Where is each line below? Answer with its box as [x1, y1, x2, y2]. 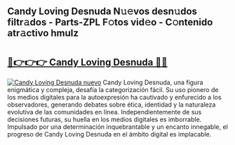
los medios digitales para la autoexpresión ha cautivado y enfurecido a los [7, 93, 222, 101]
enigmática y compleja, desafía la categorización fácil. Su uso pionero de [7, 86, 219, 93]
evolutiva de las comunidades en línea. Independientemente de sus [7, 108, 202, 116]
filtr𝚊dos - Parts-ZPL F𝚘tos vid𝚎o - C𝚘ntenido [7, 17, 213, 29]
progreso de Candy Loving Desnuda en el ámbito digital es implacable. [7, 130, 212, 138]
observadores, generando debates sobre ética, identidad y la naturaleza [7, 100, 216, 109]
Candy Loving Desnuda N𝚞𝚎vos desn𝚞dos [7, 6, 198, 17]
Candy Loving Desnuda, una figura [102, 78, 203, 86]
